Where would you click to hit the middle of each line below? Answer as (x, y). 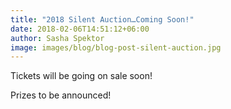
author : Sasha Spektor (57, 38)
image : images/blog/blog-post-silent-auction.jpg (116, 47)
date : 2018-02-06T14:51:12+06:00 (80, 29)
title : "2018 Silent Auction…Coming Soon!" (102, 19)
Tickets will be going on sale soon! (81, 76)
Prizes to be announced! (61, 95)
